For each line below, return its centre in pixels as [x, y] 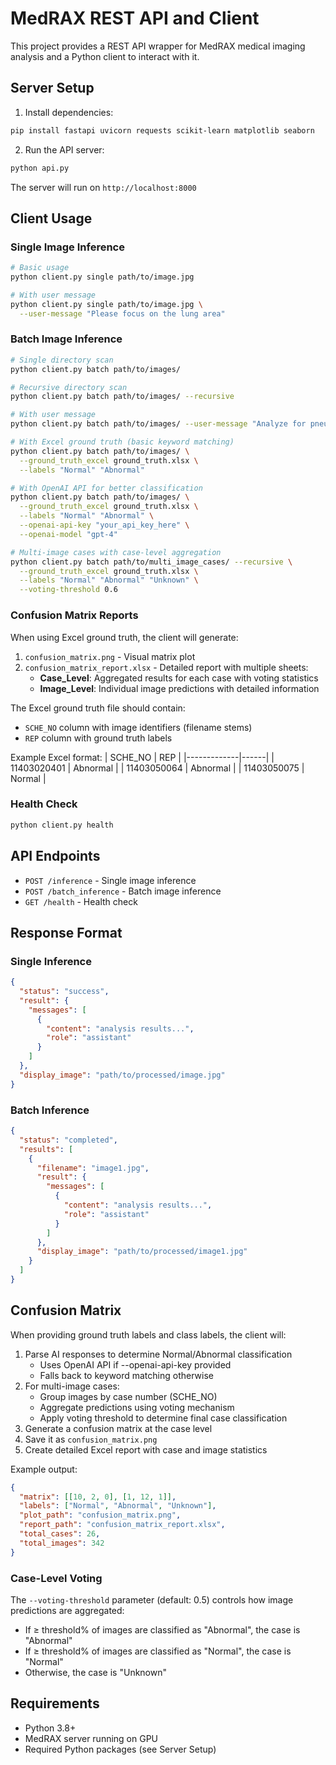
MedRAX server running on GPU [91, 1738]
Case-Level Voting [56, 1578]
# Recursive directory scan [69, 387]
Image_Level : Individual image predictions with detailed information [179, 688]
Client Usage [51, 218]
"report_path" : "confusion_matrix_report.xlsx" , [122, 1525]
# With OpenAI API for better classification [106, 488]
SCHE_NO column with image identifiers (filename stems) [138, 727]
